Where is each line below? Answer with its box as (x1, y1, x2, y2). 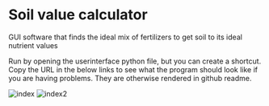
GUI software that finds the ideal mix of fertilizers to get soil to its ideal (8, 32, 242, 42)
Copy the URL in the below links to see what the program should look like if (8, 64, 258, 74)
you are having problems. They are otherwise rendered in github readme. (8, 73, 252, 83)
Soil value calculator (8, 6, 148, 24)
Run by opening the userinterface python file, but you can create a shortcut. (8, 56, 262, 66)
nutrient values (8, 40, 58, 50)
